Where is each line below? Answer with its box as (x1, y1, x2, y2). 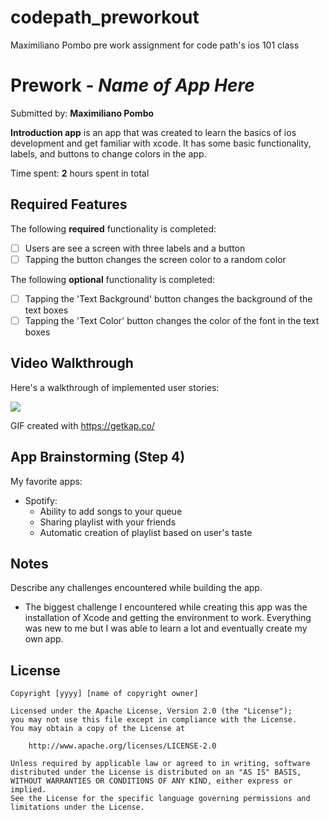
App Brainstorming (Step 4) (10, 449, 186, 466)
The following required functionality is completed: (10, 222, 217, 235)
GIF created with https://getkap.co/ (10, 419, 155, 431)
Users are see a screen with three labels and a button (24, 242, 246, 254)
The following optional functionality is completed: (10, 273, 216, 285)
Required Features (10, 196, 128, 213)
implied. (10, 785, 47, 795)
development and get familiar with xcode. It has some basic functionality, (10, 137, 312, 149)
